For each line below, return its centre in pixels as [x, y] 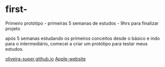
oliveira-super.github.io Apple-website [46, 58]
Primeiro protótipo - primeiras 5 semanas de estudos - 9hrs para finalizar [82, 23]
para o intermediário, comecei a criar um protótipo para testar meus [76, 43]
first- [16, 9]
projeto [13, 28]
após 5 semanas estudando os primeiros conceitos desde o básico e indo [83, 38]
